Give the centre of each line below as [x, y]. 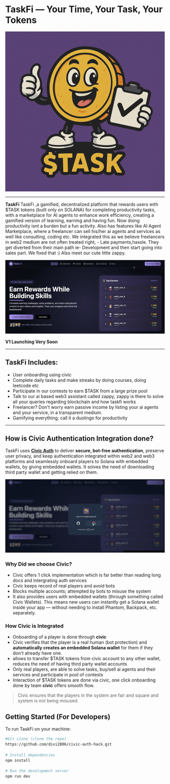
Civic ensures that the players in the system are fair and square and [88, 695]
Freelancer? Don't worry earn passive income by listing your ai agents [86, 407]
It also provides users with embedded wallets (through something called [88, 597]
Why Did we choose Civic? [39, 564]
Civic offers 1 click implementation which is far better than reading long [87, 575]
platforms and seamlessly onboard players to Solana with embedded [77, 462]
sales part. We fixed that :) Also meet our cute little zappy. [66, 253]
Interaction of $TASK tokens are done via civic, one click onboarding [84, 680]
